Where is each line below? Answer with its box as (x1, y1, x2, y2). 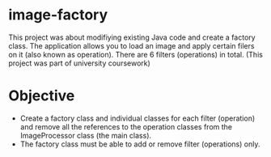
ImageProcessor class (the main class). (19, 130, 152, 140)
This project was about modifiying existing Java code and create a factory (8, 32, 256, 42)
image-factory (8, 6, 108, 24)
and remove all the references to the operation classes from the (19, 121, 233, 131)
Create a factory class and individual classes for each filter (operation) (19, 113, 256, 123)
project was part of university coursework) (8, 58, 151, 68)
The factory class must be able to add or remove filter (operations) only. (19, 139, 260, 149)
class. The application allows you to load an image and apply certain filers (8, 40, 255, 50)
